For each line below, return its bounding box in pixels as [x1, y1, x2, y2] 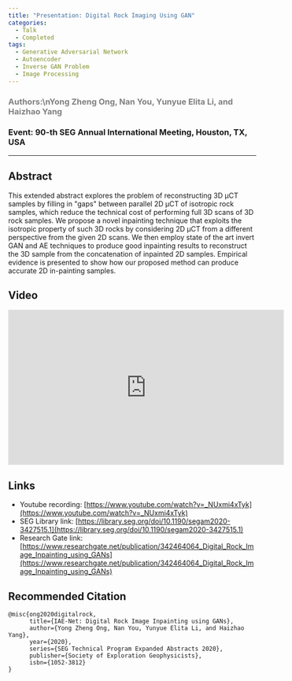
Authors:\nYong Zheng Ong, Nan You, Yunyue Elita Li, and [8, 96, 234, 107]
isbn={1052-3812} [28, 659, 87, 667]
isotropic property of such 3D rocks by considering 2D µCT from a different [8, 224, 253, 233]
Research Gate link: [19, 533, 83, 543]
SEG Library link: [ [19, 516, 79, 526]
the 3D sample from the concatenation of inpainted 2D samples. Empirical [8, 249, 248, 258]
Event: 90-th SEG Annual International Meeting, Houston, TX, [8, 127, 248, 138]
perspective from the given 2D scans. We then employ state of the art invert [8, 232, 254, 242]
